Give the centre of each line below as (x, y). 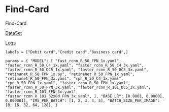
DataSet (14, 33)
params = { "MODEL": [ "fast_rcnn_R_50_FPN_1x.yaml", (63, 61)
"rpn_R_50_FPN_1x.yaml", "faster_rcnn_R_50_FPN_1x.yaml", (68, 83)
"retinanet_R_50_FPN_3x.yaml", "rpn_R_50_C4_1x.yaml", (64, 78)
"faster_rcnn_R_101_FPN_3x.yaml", (42, 92)
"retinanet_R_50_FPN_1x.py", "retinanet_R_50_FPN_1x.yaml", (70, 74)
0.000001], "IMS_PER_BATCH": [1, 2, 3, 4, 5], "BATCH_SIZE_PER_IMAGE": (82, 100)
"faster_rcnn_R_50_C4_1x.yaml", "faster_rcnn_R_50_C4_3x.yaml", (75, 65)
